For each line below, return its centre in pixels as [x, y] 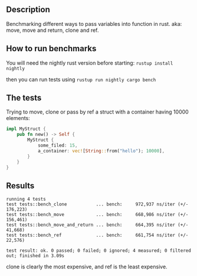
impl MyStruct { [26, 129]
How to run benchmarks [51, 49]
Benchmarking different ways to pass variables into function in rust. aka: [94, 24]
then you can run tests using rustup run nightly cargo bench [81, 79]
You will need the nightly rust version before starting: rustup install [90, 63]
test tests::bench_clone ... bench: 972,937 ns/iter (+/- [97, 204]
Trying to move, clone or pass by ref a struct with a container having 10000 [97, 112]
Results [20, 186]
